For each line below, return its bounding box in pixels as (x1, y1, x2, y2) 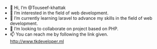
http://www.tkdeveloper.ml (9, 39, 64, 44)
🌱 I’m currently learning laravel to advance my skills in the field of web (9, 15, 153, 21)
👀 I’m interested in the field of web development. (9, 10, 109, 16)
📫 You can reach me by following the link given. (9, 31, 109, 37)
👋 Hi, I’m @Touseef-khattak (9, 5, 66, 10)
